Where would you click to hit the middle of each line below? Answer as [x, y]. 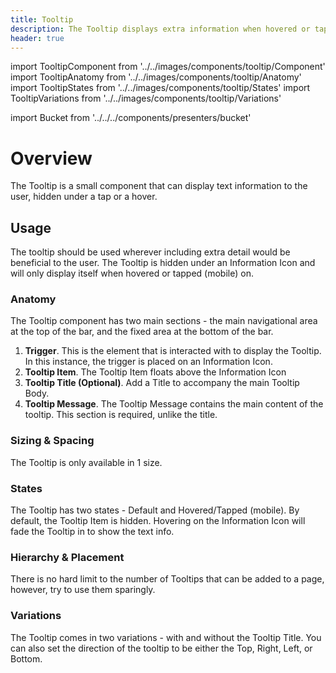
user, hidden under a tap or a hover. [84, 197]
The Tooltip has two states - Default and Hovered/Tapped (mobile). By [155, 510]
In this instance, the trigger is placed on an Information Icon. [148, 362]
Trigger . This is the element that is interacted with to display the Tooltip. [173, 351]
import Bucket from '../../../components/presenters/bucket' [131, 118]
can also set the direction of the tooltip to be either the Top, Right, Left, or [161, 648]
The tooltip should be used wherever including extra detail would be [150, 252]
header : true [37, 38]
